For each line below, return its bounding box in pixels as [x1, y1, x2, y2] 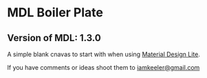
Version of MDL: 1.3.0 [7, 32, 101, 44]
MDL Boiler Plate [7, 5, 104, 21]
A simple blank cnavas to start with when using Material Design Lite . [7, 50, 201, 58]
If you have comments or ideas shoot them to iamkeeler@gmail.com [7, 64, 200, 71]
